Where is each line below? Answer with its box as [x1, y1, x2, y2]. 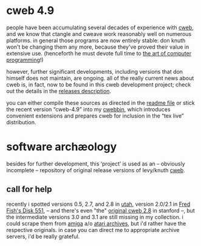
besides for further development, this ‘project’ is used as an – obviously [6, 160, 185, 167]
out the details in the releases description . [6, 87, 111, 94]
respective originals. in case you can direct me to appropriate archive [6, 226, 180, 233]
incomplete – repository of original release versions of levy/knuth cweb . [6, 166, 185, 174]
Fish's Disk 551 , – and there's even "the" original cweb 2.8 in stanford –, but [6, 206, 196, 214]
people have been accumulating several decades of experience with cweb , [6, 24, 194, 31]
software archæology [6, 140, 117, 154]
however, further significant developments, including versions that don [6, 68, 183, 75]
